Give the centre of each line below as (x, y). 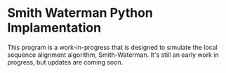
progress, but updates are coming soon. (65, 62)
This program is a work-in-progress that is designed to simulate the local (112, 47)
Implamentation (54, 28)
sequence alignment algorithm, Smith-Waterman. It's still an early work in (113, 55)
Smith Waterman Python (80, 13)
